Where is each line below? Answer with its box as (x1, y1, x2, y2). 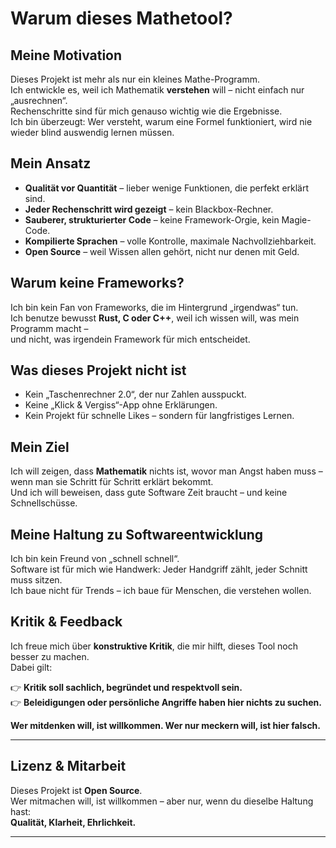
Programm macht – (10, 322, 89, 334)
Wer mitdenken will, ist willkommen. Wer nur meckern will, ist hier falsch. (10, 719, 322, 731)
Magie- (281, 213, 312, 226)
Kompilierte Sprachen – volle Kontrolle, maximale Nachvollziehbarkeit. (24, 235, 317, 247)
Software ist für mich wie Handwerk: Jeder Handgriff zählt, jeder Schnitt (10, 563, 308, 576)
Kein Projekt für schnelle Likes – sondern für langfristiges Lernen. (24, 410, 295, 422)
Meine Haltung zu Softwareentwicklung (10, 526, 264, 543)
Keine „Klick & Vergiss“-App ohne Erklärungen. (24, 399, 218, 411)
